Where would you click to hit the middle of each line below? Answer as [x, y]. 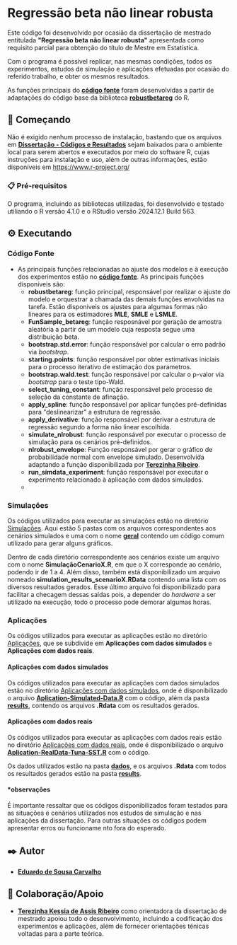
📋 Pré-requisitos [37, 185]
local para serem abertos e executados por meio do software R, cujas [109, 152]
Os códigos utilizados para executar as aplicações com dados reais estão [115, 737]
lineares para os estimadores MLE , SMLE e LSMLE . [103, 314]
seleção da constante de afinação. [79, 397]
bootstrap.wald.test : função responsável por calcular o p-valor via [126, 374]
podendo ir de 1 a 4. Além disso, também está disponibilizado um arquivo [114, 572]
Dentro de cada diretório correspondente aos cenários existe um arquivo [113, 557]
